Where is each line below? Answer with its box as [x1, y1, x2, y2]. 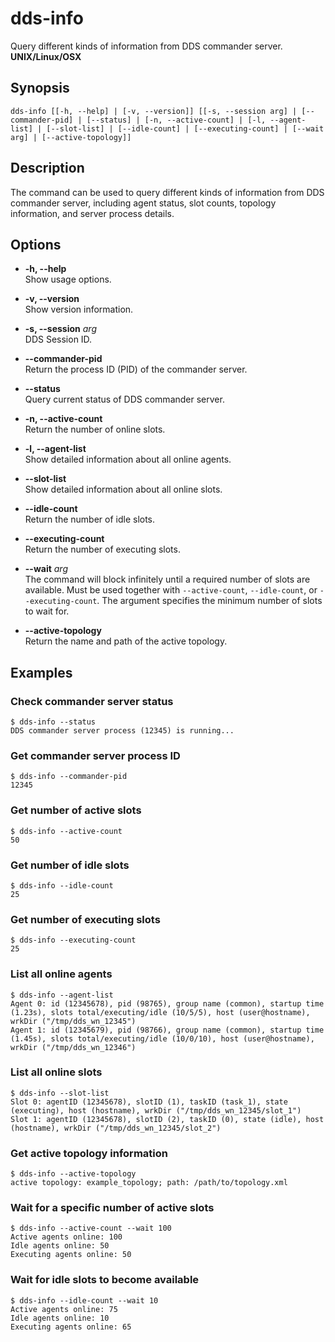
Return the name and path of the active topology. [24, 635, 228, 647]
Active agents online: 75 [10, 1304, 118, 1314]
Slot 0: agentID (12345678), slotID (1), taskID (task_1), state [10, 1097, 288, 1107]
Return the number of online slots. [24, 423, 166, 436]
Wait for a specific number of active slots [10, 1201, 215, 1215]
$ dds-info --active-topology [10, 1169, 137, 1179]
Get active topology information [10, 1146, 168, 1160]
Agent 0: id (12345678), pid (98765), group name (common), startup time [10, 998, 325, 1009]
